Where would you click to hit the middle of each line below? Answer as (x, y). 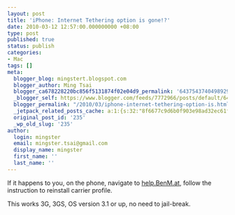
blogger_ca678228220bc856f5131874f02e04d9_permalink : (93, 91)
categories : (24, 53)
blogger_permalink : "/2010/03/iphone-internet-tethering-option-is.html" (123, 105)
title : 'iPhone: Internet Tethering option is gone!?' (89, 20)
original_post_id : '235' (50, 117)
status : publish (31, 46)
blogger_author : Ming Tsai (53, 85)
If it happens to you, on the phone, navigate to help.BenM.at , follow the (109, 183)
